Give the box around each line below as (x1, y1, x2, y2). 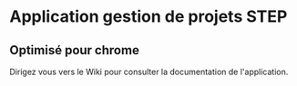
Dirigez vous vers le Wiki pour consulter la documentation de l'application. (9, 66, 289, 77)
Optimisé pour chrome (9, 43, 139, 58)
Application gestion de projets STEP (9, 6, 288, 27)
